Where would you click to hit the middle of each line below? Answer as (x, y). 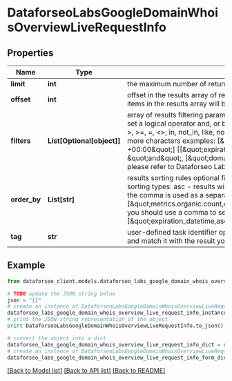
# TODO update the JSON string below (61, 294)
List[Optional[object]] (84, 141)
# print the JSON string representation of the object (88, 320)
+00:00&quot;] (151, 149)
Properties (30, 53)
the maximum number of (167, 84)
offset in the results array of (172, 95)
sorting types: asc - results (171, 186)
